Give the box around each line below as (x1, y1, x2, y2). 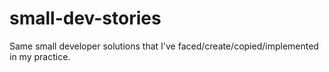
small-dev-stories (9, 7, 162, 30)
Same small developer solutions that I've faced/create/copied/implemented (9, 40, 319, 52)
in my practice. (9, 50, 71, 62)
